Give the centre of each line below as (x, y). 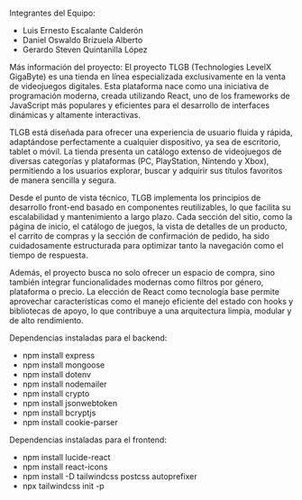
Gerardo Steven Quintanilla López (85, 50)
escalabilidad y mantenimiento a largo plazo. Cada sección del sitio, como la (151, 217)
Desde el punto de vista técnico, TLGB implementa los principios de (135, 198)
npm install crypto (56, 394)
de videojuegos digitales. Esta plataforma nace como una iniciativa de (139, 86)
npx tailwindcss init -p (64, 486)
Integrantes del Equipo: (53, 13)
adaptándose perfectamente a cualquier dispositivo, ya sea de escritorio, (145, 142)
